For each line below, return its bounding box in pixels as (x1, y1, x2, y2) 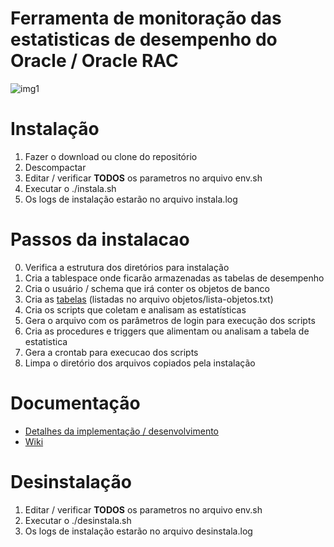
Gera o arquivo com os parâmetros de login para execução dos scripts (24, 314, 316, 326)
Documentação (10, 392, 141, 414)
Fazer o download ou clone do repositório (24, 150, 198, 162)
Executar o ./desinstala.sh (24, 514, 132, 526)
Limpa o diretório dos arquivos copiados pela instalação (24, 357, 256, 369)
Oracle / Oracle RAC (10, 50, 179, 72)
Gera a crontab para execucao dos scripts (24, 346, 199, 358)
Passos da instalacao (10, 228, 190, 251)
